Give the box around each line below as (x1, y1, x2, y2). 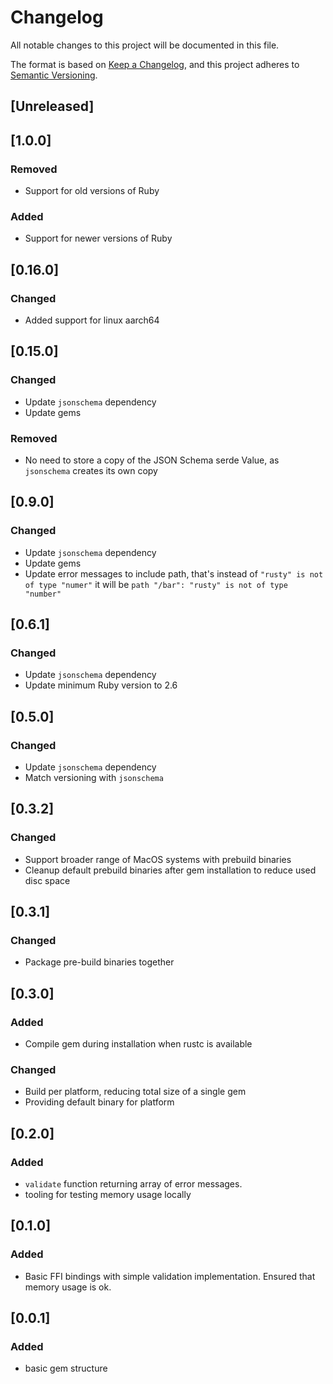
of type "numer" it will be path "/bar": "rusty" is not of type (24, 578, 288, 590)
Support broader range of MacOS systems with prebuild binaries (24, 853, 292, 865)
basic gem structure (24, 1362, 108, 1375)
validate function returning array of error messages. (24, 1178, 243, 1190)
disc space (24, 874, 71, 886)
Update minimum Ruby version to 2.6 (24, 679, 178, 691)
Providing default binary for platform (24, 1096, 175, 1108)
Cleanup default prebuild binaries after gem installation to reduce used (24, 864, 317, 876)
